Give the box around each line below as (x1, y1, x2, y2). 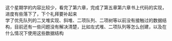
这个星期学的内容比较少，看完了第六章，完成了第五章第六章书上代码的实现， (5, 5, 167, 10)
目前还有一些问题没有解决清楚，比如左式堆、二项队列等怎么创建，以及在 (14, 24, 167, 30)
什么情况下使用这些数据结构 (5, 30, 64, 36)
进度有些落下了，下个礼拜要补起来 (5, 11, 77, 17)
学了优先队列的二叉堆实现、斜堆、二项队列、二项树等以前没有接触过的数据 (5, 17, 162, 23)
